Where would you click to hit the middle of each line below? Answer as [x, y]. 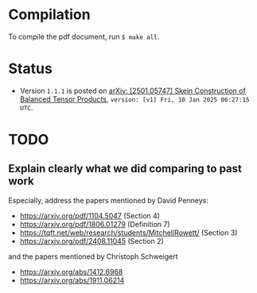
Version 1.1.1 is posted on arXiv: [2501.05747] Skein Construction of [133, 91]
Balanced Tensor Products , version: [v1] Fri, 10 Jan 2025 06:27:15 [134, 99]
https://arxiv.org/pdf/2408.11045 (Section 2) [92, 241]
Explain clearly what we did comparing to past [125, 169]
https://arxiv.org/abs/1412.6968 [71, 272]
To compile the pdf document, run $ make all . [84, 37]
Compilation [49, 15]
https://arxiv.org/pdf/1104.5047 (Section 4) [90, 215]
